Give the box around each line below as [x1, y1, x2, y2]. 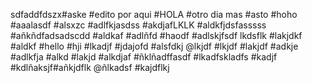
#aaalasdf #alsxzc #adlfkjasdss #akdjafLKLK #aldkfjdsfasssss [10, 19, 267, 31]
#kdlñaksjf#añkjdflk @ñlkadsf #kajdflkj [10, 62, 170, 73]
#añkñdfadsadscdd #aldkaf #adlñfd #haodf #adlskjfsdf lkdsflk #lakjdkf [10, 30, 303, 41]
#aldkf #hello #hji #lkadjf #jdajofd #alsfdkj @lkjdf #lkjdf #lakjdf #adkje [10, 40, 299, 52]
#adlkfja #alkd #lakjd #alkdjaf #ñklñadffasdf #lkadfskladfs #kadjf [10, 51, 278, 63]
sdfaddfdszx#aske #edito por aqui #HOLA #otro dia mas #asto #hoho [10, 9, 298, 20]
